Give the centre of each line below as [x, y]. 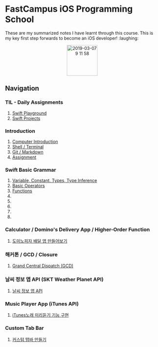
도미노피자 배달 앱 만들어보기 [40, 241]
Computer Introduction [35, 141]
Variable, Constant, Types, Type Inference [55, 181]
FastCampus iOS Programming [69, 9]
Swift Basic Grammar [31, 170]
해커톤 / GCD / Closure [31, 254]
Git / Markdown [28, 152]
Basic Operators [28, 186]
